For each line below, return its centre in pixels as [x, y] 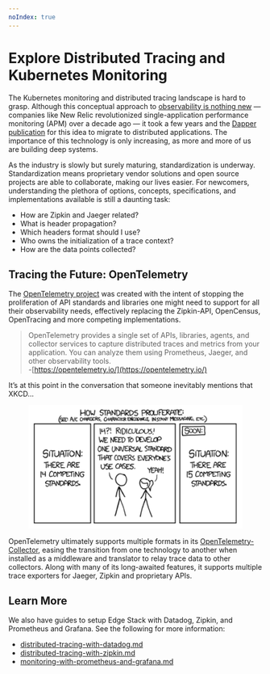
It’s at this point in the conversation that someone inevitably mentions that [131, 385]
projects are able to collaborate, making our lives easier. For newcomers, [129, 182]
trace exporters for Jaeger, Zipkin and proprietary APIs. [100, 575]
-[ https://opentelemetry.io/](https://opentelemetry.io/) [118, 370]
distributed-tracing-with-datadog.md [81, 645]
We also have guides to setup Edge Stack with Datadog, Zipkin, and [121, 620]
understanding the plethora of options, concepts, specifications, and [122, 191]
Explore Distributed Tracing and [117, 58]
